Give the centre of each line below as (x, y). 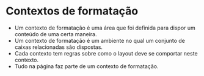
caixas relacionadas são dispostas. (59, 47)
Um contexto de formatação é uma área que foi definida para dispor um (105, 28)
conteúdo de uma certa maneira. (56, 34)
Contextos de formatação (72, 11)
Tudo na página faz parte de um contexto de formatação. (86, 66)
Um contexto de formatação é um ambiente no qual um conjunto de (100, 40)
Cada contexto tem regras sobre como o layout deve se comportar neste (106, 53)
